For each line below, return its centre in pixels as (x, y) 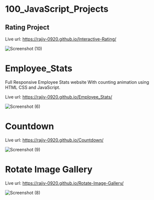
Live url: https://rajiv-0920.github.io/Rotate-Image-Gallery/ (64, 183)
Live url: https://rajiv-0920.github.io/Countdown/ (54, 140)
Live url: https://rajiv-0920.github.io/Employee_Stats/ (59, 97)
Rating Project (27, 27)
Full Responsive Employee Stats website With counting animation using (77, 82)
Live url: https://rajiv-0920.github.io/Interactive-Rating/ (61, 39)
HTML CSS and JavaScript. (33, 87)
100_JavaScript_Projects (57, 9)
